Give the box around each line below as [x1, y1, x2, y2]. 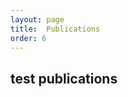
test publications [10, 70, 118, 87]
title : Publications [10, 24, 101, 34]
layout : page [10, 14, 65, 25]
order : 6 [10, 33, 47, 43]
